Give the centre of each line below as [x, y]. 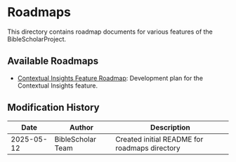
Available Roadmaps [53, 61]
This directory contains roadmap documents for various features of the [110, 32]
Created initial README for [159, 139]
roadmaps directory [148, 148]
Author [81, 127]
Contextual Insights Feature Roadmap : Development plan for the [110, 78]
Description [170, 127]
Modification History [53, 108]
